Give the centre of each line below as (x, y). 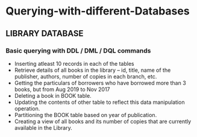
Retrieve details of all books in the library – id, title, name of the (92, 70)
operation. (27, 108)
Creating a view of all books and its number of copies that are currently (103, 121)
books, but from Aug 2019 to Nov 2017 (62, 89)
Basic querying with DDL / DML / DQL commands (78, 51)
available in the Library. (43, 127)
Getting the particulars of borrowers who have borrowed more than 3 (100, 83)
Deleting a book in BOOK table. (53, 95)
